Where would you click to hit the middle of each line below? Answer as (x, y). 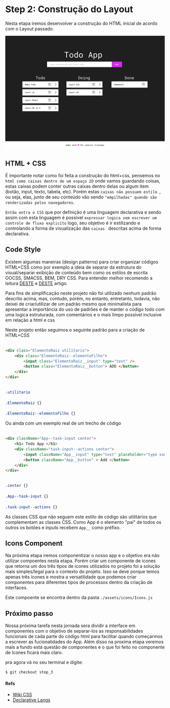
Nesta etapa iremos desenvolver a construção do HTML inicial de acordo (81, 23)
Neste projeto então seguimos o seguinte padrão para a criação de (75, 329)
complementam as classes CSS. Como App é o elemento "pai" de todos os (83, 522)
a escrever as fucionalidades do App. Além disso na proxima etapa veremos (84, 642)
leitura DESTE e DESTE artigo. (36, 283)
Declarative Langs (31, 700)
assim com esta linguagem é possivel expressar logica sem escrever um (81, 218)
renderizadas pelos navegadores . (40, 202)
